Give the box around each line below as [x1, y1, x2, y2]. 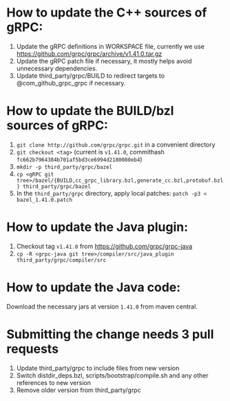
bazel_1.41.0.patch [16, 196, 73, 203]
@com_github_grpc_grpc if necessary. [16, 79, 126, 87]
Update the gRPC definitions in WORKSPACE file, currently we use [16, 42, 205, 50]
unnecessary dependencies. [16, 64, 98, 72]
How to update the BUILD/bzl [6, 103, 174, 119]
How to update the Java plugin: [6, 219, 189, 235]
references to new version [16, 378, 91, 387]
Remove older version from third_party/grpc [16, 386, 142, 394]
